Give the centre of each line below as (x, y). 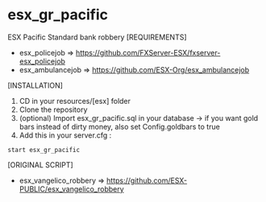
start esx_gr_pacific (44, 150)
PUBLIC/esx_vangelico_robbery (71, 189)
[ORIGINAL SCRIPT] (40, 165)
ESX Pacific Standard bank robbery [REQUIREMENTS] (97, 37)
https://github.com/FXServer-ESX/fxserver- (148, 52)
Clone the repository (53, 109)
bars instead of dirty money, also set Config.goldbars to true (120, 126)
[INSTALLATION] (35, 85)
